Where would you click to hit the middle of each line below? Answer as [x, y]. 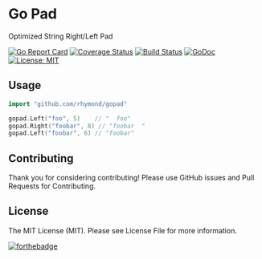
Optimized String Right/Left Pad [61, 36]
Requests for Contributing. [52, 186]
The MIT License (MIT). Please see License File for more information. [123, 230]
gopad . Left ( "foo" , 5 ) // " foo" [70, 118]
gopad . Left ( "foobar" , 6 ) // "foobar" [72, 133]
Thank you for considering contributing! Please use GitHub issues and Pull [131, 178]
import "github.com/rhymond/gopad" [68, 104]
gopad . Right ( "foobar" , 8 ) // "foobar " [77, 126]
